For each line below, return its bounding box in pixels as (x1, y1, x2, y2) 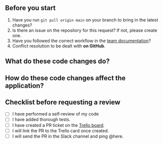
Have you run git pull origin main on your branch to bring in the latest (12, 17, 159, 23)
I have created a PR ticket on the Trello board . (12, 122, 105, 128)
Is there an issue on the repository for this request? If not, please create (12, 27, 158, 33)
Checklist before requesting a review (5, 98, 121, 106)
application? (5, 81, 44, 90)
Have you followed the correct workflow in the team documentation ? (12, 38, 151, 44)
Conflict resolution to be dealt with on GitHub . (12, 43, 106, 48)
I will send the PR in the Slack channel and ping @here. (12, 133, 124, 139)
